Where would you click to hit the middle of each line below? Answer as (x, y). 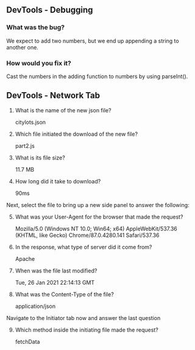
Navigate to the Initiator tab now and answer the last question (83, 318)
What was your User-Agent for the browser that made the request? (99, 217)
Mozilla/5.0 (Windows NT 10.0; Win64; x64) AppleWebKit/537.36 (96, 228)
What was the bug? (36, 27)
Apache (25, 258)
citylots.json (30, 122)
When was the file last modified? (56, 271)
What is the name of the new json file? (63, 110)
